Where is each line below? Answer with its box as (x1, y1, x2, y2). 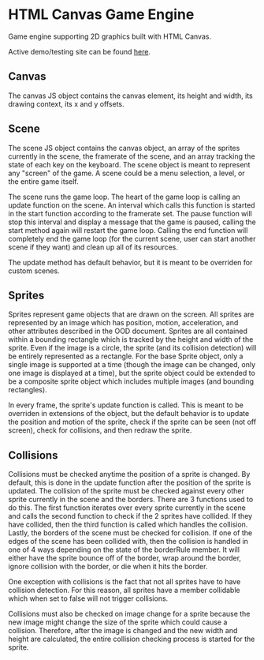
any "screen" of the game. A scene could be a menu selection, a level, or (8, 168, 246, 178)
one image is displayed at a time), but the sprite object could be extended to (8, 369, 256, 378)
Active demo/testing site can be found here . (8, 47, 151, 56)
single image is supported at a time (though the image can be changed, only (8, 360, 256, 369)
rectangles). (8, 385, 47, 395)
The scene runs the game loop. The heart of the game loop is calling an (8, 192, 240, 201)
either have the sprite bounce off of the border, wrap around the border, (8, 553, 242, 563)
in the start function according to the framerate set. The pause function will (8, 208, 252, 218)
